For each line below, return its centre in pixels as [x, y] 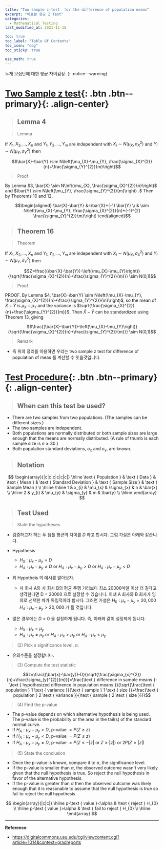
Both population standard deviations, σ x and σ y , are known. [72, 449]
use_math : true [20, 59]
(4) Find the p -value [37, 705]
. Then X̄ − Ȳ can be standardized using [109, 312]
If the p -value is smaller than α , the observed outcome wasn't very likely [85, 767]
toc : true [15, 37]
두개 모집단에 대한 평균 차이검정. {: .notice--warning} [56, 73]
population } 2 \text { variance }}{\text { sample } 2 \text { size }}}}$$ [82, 695]
